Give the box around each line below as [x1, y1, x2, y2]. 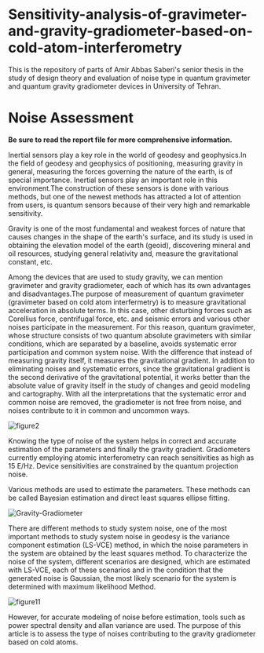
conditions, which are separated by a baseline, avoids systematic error [8, 339, 237, 348]
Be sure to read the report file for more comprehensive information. [8, 135, 233, 144]
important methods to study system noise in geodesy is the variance [8, 531, 230, 541]
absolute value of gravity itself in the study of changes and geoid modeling [8, 381, 251, 390]
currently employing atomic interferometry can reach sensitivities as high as [8, 453, 255, 462]
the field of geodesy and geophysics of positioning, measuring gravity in [8, 159, 244, 168]
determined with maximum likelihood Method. [8, 582, 156, 591]
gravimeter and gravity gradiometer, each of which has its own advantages [8, 280, 251, 290]
